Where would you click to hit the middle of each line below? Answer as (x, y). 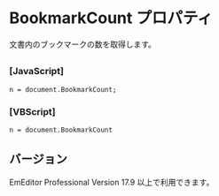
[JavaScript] (37, 72)
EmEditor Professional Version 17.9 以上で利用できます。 (112, 182)
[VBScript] (32, 111)
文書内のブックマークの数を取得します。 (83, 44)
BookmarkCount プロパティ (111, 18)
